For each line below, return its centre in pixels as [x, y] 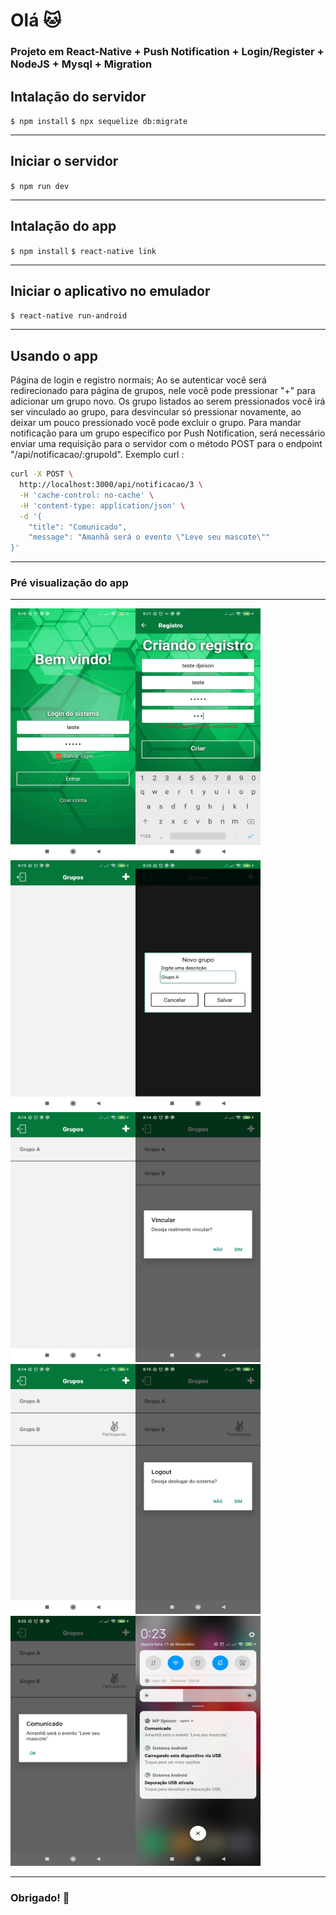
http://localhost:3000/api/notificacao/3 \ [111, 485]
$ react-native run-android [69, 316]
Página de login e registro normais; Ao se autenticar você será [138, 380]
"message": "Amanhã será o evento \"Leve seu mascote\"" [149, 537]
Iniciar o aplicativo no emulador [110, 290]
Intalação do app [63, 226]
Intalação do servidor [78, 96]
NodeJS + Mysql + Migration [81, 64]
